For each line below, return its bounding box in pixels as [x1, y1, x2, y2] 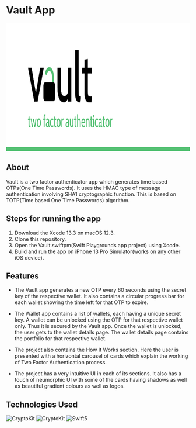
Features [6, 271, 39, 281]
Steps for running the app [6, 214, 101, 224]
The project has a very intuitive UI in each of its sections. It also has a [14, 370, 182, 377]
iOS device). [14, 254, 44, 261]
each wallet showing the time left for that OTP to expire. [14, 299, 149, 306]
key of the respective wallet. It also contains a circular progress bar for [14, 293, 185, 300]
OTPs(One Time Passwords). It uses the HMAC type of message [6, 184, 161, 191]
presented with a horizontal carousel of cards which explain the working [14, 353, 188, 360]
